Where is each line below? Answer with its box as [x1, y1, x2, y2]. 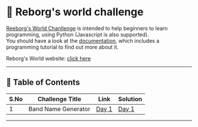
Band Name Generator [28, 105, 91, 113]
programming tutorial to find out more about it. [6, 44, 119, 51]
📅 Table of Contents [6, 78, 80, 88]
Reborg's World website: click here [6, 55, 91, 62]
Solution [118, 95, 143, 103]
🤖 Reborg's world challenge [6, 5, 144, 19]
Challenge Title [37, 95, 81, 103]
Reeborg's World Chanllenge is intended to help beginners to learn [6, 25, 168, 32]
